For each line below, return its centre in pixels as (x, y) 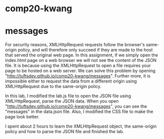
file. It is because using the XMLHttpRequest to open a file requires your (78, 66)
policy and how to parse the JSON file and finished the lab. (65, 132)
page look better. (22, 117)
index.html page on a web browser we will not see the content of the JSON (81, 60)
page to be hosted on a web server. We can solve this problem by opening (80, 71)
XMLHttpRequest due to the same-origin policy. (53, 86)
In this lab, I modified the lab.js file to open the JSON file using (68, 96)
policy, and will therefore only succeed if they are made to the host (85, 50)
